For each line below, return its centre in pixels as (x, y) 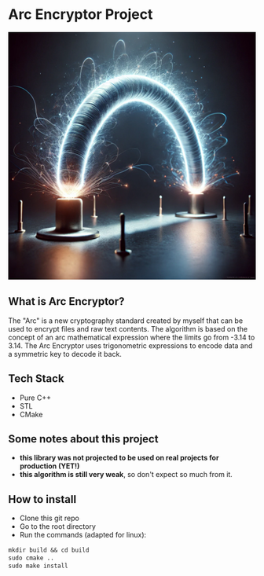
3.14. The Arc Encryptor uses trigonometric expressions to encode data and (130, 345)
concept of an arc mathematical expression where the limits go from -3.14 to (132, 337)
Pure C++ (35, 398)
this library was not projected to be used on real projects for (119, 458)
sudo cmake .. (31, 558)
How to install (42, 499)
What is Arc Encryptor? (66, 301)
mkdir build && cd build (49, 550)
